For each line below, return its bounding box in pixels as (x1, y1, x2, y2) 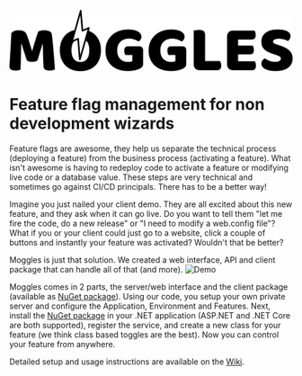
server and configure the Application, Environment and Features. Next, (9, 300, 271, 311)
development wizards (9, 113, 175, 133)
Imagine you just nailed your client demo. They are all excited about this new (9, 199, 293, 210)
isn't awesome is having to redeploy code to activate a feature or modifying (9, 162, 289, 173)
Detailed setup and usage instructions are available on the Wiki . (9, 356, 245, 367)
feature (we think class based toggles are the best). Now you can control (9, 329, 280, 340)
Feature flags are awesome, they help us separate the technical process (9, 143, 277, 154)
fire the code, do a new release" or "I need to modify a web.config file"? (9, 218, 276, 228)
